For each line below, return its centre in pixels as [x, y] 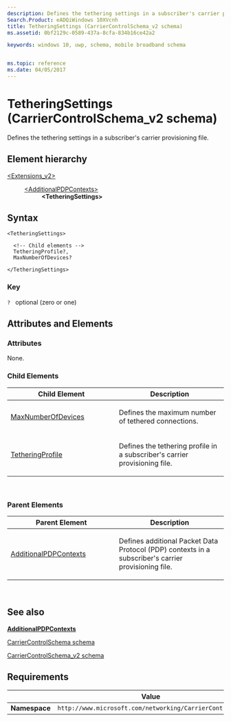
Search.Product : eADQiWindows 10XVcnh [63, 20]
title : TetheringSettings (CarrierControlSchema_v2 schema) [95, 26]
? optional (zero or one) [42, 302]
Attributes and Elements [60, 324]
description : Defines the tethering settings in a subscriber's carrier [113, 13]
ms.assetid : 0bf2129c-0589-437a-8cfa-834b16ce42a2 [81, 33]
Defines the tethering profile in [168, 446]
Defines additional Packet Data [169, 541]
